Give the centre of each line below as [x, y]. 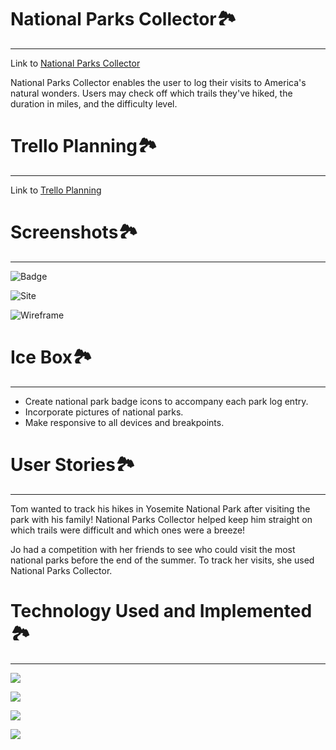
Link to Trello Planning [56, 190]
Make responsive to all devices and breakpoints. [124, 422]
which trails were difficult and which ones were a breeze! [128, 530]
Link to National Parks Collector [75, 63]
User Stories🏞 [73, 464]
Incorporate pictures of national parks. [104, 412]
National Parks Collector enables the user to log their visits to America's [158, 82]
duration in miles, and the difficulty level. [94, 103]
